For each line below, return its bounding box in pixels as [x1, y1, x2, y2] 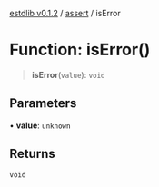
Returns [9, 146, 56, 162]
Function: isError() [9, 40, 151, 60]
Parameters [9, 95, 77, 112]
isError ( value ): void [31, 69, 106, 80]
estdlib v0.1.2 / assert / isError [9, 8, 121, 18]
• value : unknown [9, 120, 71, 131]
